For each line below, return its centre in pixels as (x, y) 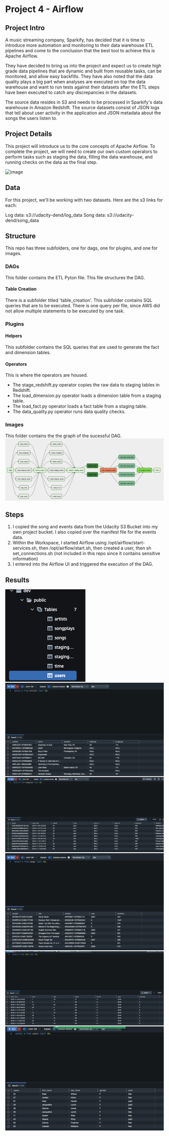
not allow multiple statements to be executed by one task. (65, 311)
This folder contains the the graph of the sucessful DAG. (64, 436)
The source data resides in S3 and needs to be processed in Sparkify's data (84, 102)
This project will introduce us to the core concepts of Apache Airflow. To (80, 146)
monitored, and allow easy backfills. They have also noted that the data (79, 76)
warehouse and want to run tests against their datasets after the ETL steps (82, 87)
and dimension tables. (28, 353)
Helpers (14, 336)
